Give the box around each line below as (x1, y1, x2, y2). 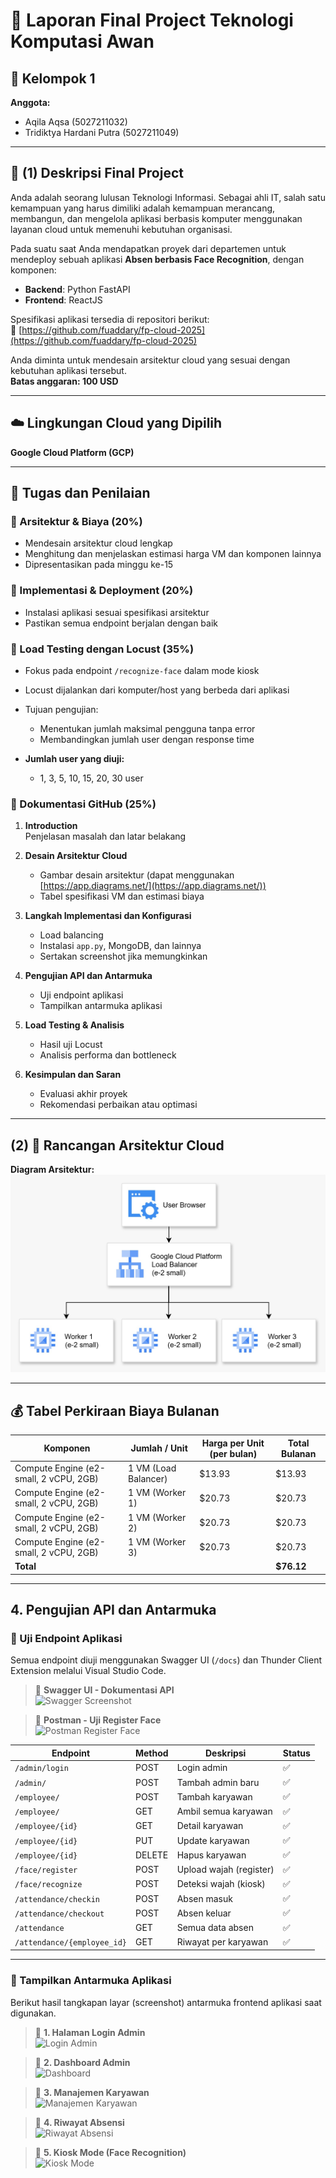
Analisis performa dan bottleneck (39, 1049, 177, 1061)
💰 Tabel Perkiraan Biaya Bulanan (10, 1402, 220, 1419)
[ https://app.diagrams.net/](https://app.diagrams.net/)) (39, 880, 267, 892)
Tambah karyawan (176, 1790, 253, 1803)
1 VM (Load (128, 1462, 177, 1474)
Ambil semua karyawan (176, 1805, 273, 1818)
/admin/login (14, 1764, 69, 1774)
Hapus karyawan (176, 1849, 247, 1861)
